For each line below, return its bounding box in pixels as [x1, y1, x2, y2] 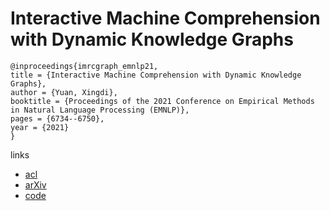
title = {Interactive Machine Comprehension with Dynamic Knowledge [10, 70, 302, 80]
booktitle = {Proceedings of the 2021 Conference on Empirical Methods [10, 96, 315, 106]
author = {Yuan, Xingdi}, [10, 87, 118, 97]
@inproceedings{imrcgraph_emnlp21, [10, 61, 159, 71]
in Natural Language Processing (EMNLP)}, [10, 105, 190, 115]
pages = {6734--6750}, [10, 113, 105, 124]
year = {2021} [10, 122, 70, 132]
